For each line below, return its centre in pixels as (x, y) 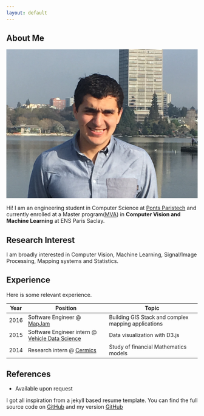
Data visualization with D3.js (144, 335)
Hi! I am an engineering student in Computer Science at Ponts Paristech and (101, 208)
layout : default (27, 13)
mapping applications (136, 323)
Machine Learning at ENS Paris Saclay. (56, 221)
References (29, 374)
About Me (25, 39)
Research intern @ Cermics (62, 350)
